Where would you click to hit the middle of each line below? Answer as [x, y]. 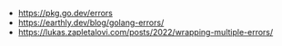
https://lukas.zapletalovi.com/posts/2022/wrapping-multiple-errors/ [146, 32]
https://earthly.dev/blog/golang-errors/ [91, 23]
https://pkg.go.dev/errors [65, 13]
